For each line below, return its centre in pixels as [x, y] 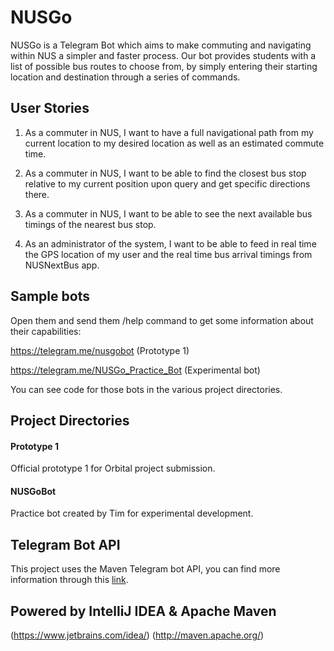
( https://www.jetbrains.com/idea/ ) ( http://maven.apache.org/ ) [137, 635]
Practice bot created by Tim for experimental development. [132, 513]
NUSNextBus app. [62, 265]
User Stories [50, 108]
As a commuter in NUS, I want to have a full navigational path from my [169, 132]
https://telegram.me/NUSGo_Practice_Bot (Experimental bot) [135, 370]
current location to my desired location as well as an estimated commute [174, 143]
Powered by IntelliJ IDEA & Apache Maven [143, 611]
